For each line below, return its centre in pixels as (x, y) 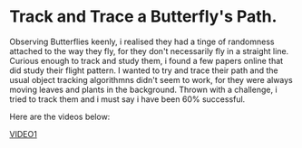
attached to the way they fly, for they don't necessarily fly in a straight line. (149, 51)
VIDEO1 (24, 134)
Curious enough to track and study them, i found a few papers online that (146, 60)
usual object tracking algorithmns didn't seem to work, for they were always (151, 79)
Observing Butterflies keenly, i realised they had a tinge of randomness (142, 42)
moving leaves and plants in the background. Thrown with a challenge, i (144, 89)
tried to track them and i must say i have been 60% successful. (127, 99)
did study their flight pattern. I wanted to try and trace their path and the (144, 70)
